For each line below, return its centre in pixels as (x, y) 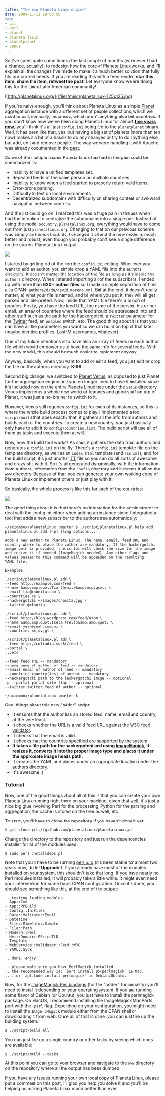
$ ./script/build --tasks (32, 1054)
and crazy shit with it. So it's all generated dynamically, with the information (82, 463)
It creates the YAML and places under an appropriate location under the (85, 761)
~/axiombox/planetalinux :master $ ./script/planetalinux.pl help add (79, 527)
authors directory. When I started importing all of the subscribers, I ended (80, 279)
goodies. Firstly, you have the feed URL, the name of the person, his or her (81, 305)
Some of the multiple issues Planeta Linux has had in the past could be (77, 157)
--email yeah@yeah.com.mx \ (34, 626)
